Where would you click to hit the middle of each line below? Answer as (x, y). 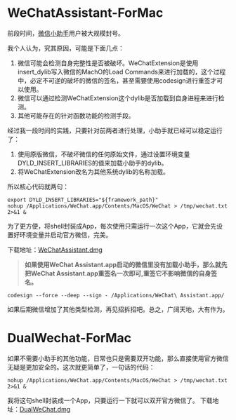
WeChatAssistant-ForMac (85, 13)
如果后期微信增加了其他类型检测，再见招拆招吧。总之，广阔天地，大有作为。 (118, 309)
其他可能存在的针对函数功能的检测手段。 (76, 115)
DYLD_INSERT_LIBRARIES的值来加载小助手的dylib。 (92, 163)
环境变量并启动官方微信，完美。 (66, 235)
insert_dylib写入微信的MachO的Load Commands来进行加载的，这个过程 (122, 72)
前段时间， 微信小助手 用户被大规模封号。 (66, 33)
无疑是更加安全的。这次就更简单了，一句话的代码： (81, 367)
